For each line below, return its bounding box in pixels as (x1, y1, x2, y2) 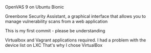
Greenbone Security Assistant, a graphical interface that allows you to (5, 13, 146, 19)
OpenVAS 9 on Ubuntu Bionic (5, 4, 65, 10)
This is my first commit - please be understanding (5, 28, 106, 33)
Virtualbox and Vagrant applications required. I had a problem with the (5, 37, 146, 43)
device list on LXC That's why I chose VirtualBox (5, 42, 103, 48)
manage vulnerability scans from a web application (5, 19, 108, 24)
